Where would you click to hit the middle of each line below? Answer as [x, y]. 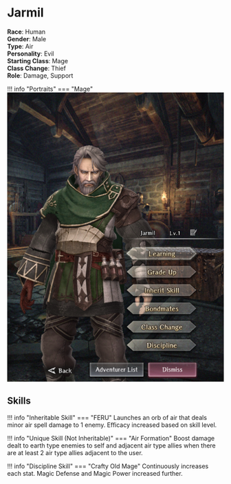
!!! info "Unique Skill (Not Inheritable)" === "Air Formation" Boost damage [111, 438]
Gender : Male [27, 38]
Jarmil [25, 13]
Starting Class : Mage [38, 60]
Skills [19, 401]
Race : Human [26, 32]
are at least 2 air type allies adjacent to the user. [75, 452]
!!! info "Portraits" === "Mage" [50, 89]
